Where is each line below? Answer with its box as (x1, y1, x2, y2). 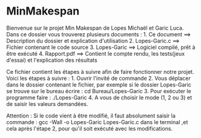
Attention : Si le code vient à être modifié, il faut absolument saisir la (6, 112, 176, 119)
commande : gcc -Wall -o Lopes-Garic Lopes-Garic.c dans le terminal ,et (6, 118, 188, 125)
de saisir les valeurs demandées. (6, 100, 88, 107)
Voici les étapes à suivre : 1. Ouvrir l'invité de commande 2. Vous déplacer (6, 74, 191, 82)
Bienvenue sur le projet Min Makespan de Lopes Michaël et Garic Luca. (6, 24, 184, 31)
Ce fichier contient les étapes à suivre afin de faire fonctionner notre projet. (6, 68, 194, 75)
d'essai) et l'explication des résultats (6, 56, 98, 64)
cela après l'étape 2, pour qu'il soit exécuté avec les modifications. (6, 125, 173, 132)
